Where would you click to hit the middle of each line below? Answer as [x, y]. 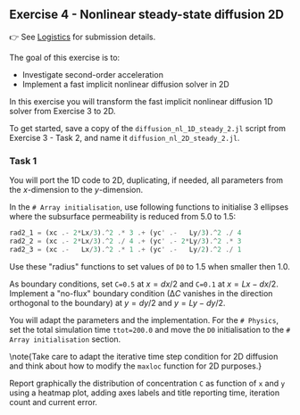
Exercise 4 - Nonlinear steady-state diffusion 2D [146, 15]
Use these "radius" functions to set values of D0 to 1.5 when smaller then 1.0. [150, 266]
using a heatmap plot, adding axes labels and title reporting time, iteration [145, 393]
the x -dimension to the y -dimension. [76, 190]
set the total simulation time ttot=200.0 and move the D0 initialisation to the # [150, 329]
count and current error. [54, 402]
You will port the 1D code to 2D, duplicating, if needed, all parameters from [146, 180]
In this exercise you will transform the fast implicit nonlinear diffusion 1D [142, 101]
